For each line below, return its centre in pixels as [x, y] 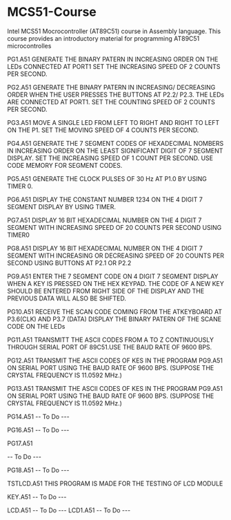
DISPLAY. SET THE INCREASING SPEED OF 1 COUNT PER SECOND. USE [110, 158]
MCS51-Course [52, 12]
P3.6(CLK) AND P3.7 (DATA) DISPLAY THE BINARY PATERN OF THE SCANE [114, 319]
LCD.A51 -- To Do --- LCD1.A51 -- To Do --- [69, 510]
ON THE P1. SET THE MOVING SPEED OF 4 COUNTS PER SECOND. [103, 130]
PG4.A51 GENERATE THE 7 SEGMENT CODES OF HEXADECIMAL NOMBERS [115, 143]
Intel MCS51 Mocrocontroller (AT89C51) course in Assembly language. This [114, 31]
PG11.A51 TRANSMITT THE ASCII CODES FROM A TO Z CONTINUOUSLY [111, 340]
